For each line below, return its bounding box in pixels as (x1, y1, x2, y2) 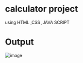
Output (5, 36, 34, 47)
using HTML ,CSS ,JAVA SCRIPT (5, 19, 70, 25)
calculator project (5, 3, 79, 15)
